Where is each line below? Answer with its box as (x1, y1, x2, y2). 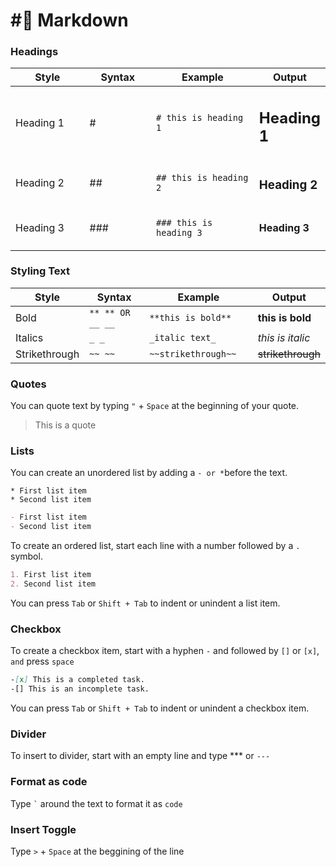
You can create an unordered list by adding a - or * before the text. (10, 467, 288, 479)
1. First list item (10, 570, 92, 580)
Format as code (10, 775, 88, 789)
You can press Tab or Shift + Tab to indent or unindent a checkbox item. (10, 702, 310, 714)
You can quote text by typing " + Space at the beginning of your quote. (10, 400, 300, 412)
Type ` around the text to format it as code (10, 797, 183, 809)
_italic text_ (149, 332, 217, 343)
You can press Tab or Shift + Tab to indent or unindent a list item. (10, 597, 281, 609)
